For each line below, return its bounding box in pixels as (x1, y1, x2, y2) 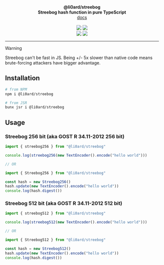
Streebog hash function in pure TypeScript (38, 9, 126, 15)
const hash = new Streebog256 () (5, 179, 71, 184)
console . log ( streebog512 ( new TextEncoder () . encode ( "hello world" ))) (5, 220, 147, 225)
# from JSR (5, 100, 27, 105)
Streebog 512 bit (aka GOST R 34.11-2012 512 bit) (5, 200, 123, 207)
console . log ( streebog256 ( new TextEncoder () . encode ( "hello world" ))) (5, 153, 147, 158)
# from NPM (5, 87, 27, 92)
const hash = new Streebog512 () (5, 246, 71, 251)
